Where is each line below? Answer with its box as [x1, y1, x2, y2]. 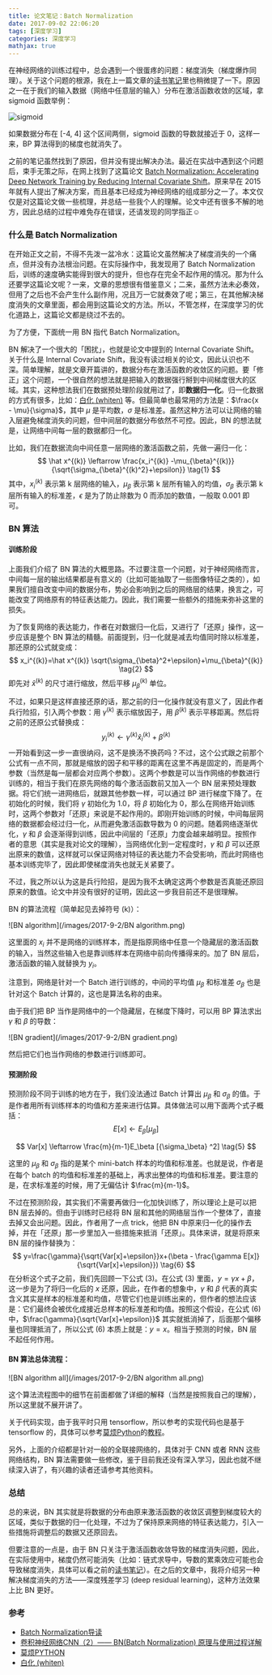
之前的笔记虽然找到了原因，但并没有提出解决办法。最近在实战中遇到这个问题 [8, 156, 264, 166]
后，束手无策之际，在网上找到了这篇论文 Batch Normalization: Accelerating [8, 166, 259, 176]
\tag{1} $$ [187, 464, 221, 475]
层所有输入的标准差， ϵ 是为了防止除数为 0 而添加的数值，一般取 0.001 [8, 490, 241, 500]
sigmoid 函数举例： [8, 96, 73, 106]
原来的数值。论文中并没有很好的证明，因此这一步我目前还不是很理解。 [8, 887, 243, 896]
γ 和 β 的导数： [8, 1016, 59, 1025]
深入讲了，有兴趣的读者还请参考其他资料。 [15, 1465, 158, 1474]
